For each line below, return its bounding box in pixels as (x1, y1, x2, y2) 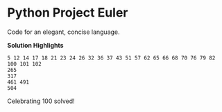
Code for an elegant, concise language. (7, 28, 120, 36)
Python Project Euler (7, 5, 128, 21)
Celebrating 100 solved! (7, 97, 75, 105)
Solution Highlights (7, 41, 64, 49)
